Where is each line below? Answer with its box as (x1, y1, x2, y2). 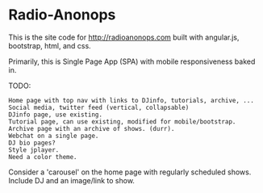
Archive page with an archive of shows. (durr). (8, 124, 175, 132)
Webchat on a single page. (8, 132, 99, 140)
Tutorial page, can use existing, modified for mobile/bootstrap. (8, 117, 236, 126)
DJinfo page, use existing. (8, 111, 103, 119)
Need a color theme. (8, 153, 78, 161)
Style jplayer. (8, 145, 60, 154)
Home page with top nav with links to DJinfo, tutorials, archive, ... (8, 96, 254, 104)
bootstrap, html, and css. (8, 40, 91, 50)
